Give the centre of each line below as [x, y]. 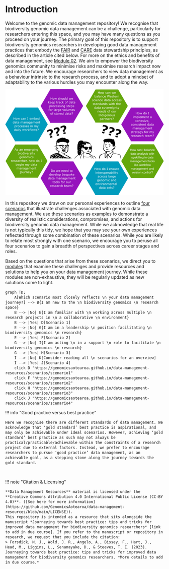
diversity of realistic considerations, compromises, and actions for [74, 219]
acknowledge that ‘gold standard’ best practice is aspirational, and [81, 427]
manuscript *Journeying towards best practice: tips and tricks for [78, 522]
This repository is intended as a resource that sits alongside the [78, 517]
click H [22, 388]
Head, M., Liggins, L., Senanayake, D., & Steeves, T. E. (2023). [76, 547]
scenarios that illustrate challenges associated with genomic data [73, 208]
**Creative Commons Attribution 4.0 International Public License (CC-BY [84, 497]
